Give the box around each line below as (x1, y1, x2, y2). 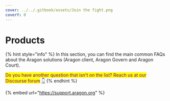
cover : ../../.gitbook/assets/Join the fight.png (5, 7, 113, 13)
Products (5, 34, 45, 46)
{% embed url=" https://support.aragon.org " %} (5, 90, 105, 96)
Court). (5, 62, 20, 68)
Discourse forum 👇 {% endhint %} (5, 78, 78, 84)
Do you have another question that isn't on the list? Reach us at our (5, 72, 147, 78)
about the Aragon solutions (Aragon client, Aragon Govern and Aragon (5, 57, 154, 63)
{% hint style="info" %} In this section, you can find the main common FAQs (5, 51, 165, 57)
